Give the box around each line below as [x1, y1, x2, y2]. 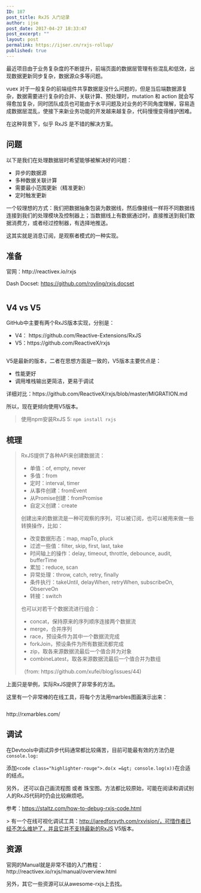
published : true [6, 48, 47, 54]
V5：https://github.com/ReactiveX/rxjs [14, 339, 111, 347]
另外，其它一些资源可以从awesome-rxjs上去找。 [6, 880, 126, 887]
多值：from [29, 472, 58, 479]
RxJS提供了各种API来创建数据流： [20, 452, 105, 459]
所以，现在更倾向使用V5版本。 [6, 403, 81, 410]
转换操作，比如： [20, 522, 63, 529]
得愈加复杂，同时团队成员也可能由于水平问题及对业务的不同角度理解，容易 [6, 100, 190, 107]
